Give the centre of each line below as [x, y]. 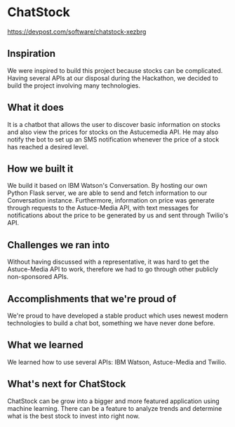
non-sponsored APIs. [38, 277]
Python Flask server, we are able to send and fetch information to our [107, 193]
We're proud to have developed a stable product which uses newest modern [118, 316]
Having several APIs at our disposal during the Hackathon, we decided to [113, 78]
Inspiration [32, 54]
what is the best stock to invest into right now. [74, 416]
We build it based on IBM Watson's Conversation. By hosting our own [108, 186]
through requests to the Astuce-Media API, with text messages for [103, 208]
